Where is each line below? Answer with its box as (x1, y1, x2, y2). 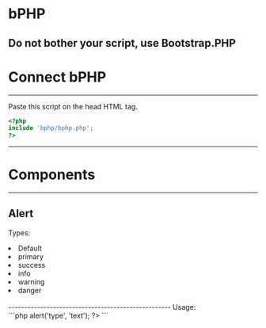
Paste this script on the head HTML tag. (8, 101, 139, 111)
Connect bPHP (8, 68, 107, 86)
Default (18, 243, 42, 253)
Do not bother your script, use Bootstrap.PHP (8, 36, 236, 50)
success (18, 260, 46, 269)
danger (18, 285, 42, 295)
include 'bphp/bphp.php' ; (8, 124, 93, 132)
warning (18, 277, 45, 286)
